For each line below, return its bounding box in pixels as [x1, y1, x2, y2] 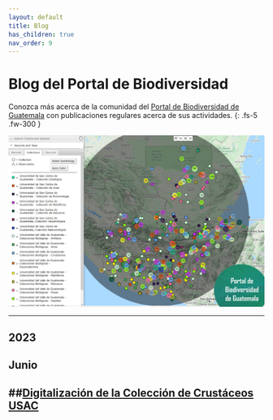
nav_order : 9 [8, 39, 53, 47]
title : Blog [8, 21, 49, 30]
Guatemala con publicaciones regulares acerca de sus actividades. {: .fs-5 [8, 111, 258, 120]
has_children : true [8, 30, 75, 38]
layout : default [8, 13, 63, 21]
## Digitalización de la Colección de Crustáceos [8, 386, 254, 400]
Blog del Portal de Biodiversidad [8, 75, 229, 94]
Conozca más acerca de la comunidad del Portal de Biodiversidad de [8, 102, 240, 112]
